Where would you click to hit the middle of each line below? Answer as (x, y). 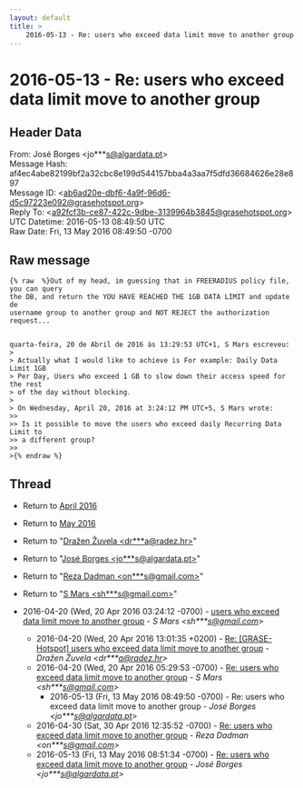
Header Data (46, 132)
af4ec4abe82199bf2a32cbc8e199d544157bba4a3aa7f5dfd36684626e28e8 (151, 174)
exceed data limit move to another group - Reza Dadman (142, 735)
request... (30, 321)
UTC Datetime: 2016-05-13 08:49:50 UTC (87, 222)
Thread (30, 484)
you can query (36, 289)
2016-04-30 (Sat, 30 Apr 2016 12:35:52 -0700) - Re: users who (154, 725)
